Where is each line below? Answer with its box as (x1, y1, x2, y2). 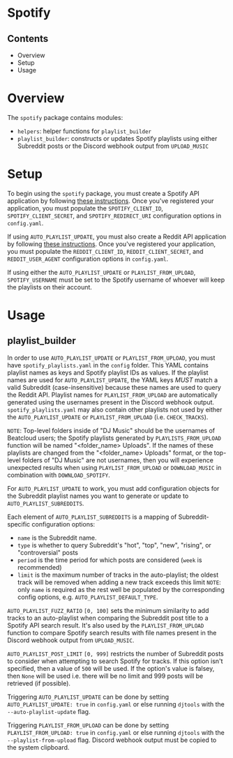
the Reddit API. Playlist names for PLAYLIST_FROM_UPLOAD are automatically (7, 391, 218, 399)
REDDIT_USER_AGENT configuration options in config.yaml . (7, 255, 169, 263)
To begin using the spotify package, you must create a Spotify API (7, 189, 200, 197)
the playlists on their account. (7, 282, 93, 291)
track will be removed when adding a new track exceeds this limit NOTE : (17, 577, 221, 586)
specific (7, 520, 31, 528)
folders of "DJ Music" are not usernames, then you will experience (22, 455, 214, 464)
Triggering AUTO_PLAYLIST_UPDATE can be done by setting (7, 692, 170, 701)
